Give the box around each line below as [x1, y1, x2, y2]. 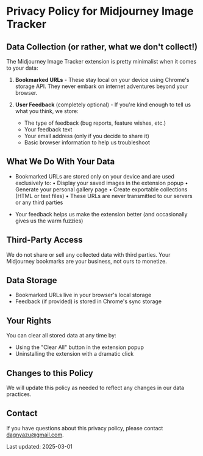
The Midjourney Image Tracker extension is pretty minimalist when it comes [6, 58, 197, 65]
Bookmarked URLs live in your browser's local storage [15, 292, 152, 299]
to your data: [6, 64, 38, 72]
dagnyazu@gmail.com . [6, 431, 64, 438]
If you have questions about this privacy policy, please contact [6, 424, 163, 432]
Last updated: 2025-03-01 [6, 443, 73, 450]
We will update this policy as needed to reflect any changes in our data [6, 384, 185, 392]
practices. [6, 391, 32, 398]
